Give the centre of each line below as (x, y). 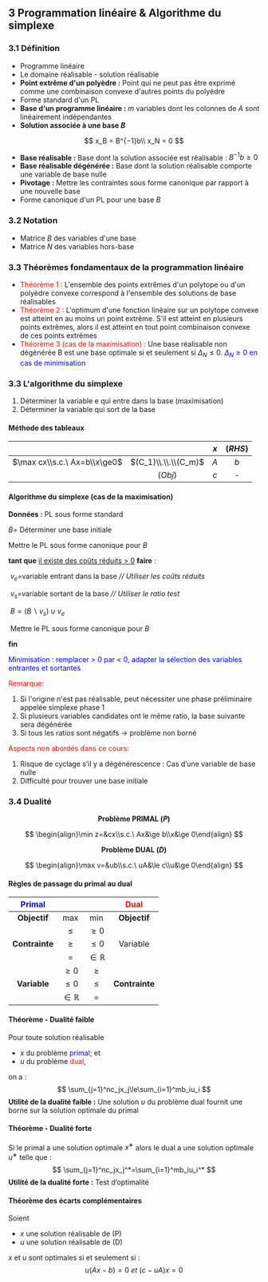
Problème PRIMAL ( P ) (134, 819)
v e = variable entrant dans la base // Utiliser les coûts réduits (108, 577)
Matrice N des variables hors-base (77, 246)
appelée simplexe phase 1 (62, 707)
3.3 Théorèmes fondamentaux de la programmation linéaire (126, 267)
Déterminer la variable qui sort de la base (87, 410)
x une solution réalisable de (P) (71, 1234)
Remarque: (26, 683)
